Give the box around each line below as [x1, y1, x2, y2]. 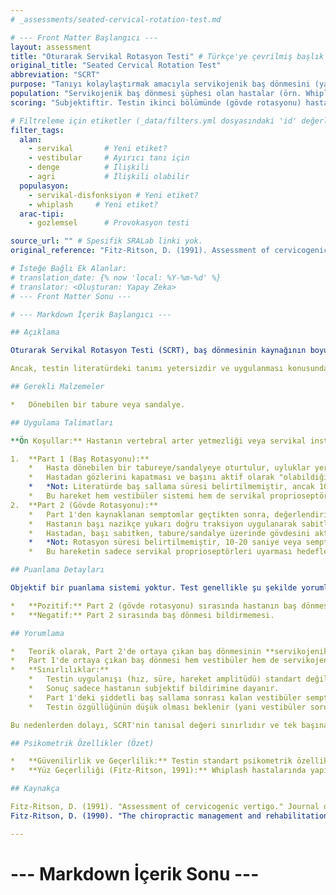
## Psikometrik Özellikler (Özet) [10, 738, 155, 748]
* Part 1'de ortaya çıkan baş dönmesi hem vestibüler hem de [10, 656, 280, 666]
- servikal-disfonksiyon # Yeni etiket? [28, 190, 199, 200]
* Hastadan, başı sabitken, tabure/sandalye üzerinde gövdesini [28, 528, 311, 538]
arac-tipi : [19, 209, 65, 219]
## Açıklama [10, 327, 60, 338]
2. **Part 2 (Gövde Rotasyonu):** [10, 500, 159, 510]
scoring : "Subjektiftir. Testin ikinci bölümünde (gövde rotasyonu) [10, 97, 302, 108]
